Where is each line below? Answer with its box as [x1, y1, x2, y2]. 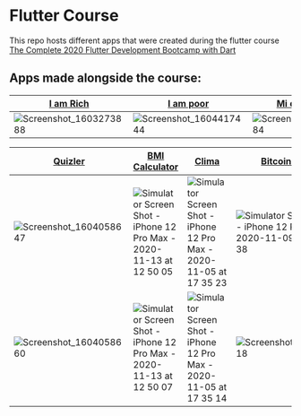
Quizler [53, 154, 85, 167]
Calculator [133, 160, 179, 173]
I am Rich [48, 97, 90, 109]
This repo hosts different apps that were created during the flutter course [9, 35, 280, 46]
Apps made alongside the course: [9, 71, 202, 86]
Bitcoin [261, 154, 292, 167]
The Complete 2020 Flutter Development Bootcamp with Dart [9, 44, 236, 55]
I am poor [167, 97, 210, 109]
